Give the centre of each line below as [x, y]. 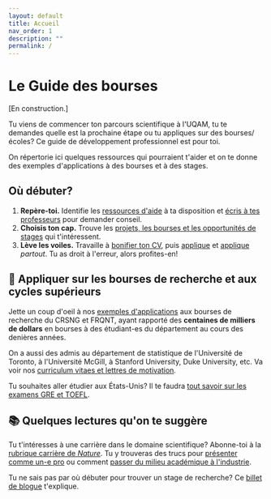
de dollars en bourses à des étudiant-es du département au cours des [126, 328]
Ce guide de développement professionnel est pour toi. [128, 142]
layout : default [36, 16]
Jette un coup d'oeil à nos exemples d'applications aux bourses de [120, 311]
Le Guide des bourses [83, 86]
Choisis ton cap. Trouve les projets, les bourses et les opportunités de [138, 228]
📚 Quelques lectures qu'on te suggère [108, 421]
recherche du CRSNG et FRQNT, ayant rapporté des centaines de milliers [132, 320]
